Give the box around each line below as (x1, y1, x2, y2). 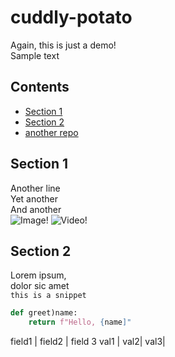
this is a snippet (10, 291, 87, 301)
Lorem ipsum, (10, 269, 67, 281)
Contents (10, 79, 70, 96)
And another (10, 203, 62, 215)
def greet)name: (10, 308, 78, 318)
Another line (10, 182, 61, 194)
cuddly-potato (10, 6, 133, 29)
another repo (24, 126, 79, 138)
